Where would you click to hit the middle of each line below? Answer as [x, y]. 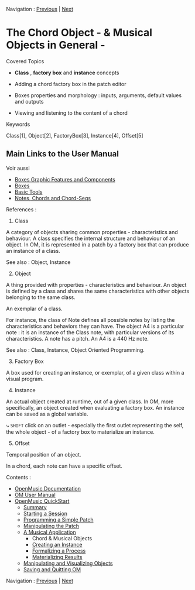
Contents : [18, 477]
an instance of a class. [33, 251]
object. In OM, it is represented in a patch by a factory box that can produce [97, 244]
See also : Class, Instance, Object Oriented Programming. [76, 350]
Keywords [18, 124]
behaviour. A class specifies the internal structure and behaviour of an [91, 238]
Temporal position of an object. [44, 454]
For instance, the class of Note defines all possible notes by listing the [90, 320]
